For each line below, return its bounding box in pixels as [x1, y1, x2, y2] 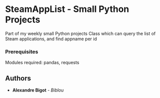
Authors [5, 74, 31, 83]
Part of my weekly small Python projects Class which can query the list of [5, 30, 156, 36]
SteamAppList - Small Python [5, 3, 129, 15]
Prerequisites [5, 48, 38, 55]
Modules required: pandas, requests [5, 60, 80, 66]
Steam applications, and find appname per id [5, 36, 97, 42]
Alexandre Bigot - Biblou [12, 87, 64, 93]
